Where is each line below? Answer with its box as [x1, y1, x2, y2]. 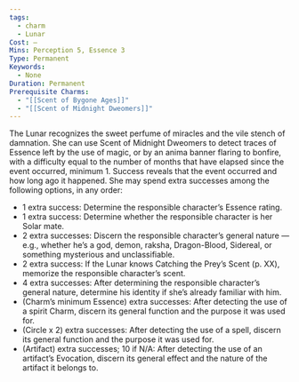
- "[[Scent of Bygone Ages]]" [17, 95, 129, 105]
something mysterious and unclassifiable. [21, 250, 175, 260]
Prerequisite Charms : [9, 87, 90, 96]
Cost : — [9, 37, 38, 47]
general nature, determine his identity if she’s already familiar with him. [21, 287, 282, 298]
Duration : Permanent [9, 79, 86, 88]
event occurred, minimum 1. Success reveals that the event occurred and [9, 166, 278, 177]
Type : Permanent [9, 54, 69, 63]
